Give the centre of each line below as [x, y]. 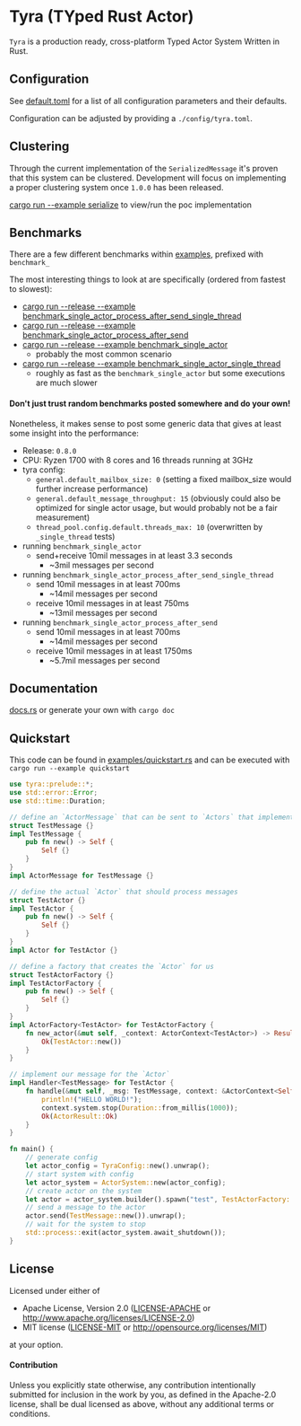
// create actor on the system [84, 1191]
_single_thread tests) [75, 536]
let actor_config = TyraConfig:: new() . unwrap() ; [118, 1166]
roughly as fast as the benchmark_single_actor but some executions [160, 374]
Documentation [54, 688]
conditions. [30, 1413]
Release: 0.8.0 [49, 450]
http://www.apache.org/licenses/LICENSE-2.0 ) [108, 1317]
